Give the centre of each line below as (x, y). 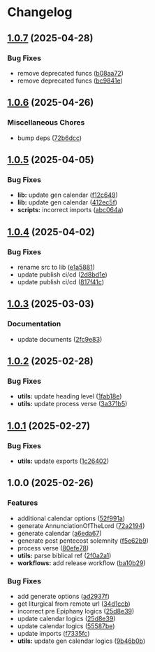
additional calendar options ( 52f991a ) (71, 518)
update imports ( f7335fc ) (53, 633)
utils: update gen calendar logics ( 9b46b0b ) (81, 641)
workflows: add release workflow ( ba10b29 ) (81, 563)
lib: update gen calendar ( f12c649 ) (68, 195)
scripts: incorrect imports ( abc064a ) (70, 210)
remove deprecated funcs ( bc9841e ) (70, 81)
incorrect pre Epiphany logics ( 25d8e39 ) (76, 611)
